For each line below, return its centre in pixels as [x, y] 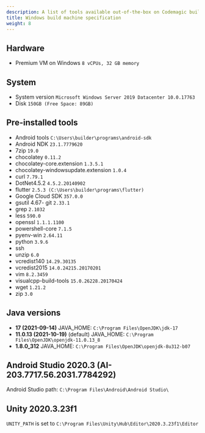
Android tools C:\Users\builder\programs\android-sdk [83, 137]
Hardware [25, 48]
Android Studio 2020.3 [51, 365]
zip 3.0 [24, 293]
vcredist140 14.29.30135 [45, 261]
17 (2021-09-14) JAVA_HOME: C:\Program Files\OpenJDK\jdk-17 [96, 328]
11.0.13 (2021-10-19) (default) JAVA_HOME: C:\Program [84, 334]
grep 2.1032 [30, 209]
